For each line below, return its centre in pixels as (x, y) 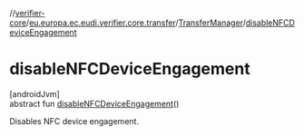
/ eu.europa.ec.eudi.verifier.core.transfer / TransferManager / (136, 23)
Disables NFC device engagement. (74, 121)
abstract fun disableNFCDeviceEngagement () (94, 103)
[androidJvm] (35, 93)
